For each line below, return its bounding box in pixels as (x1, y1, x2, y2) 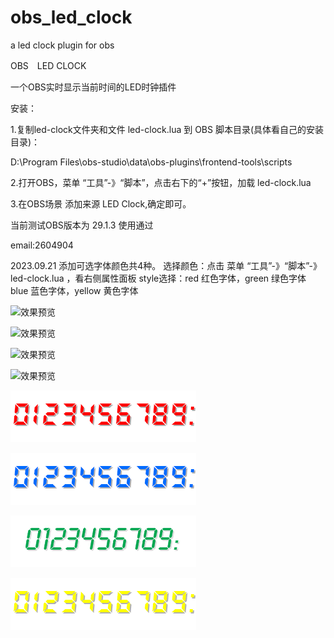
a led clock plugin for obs (10, 39, 115, 51)
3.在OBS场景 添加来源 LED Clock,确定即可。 (10, 197, 192, 210)
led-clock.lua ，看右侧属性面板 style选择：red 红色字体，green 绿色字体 (10, 272, 307, 284)
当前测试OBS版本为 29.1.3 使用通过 (10, 219, 154, 231)
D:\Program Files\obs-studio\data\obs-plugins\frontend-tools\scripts (10, 156, 293, 168)
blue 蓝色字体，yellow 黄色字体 (10, 284, 139, 296)
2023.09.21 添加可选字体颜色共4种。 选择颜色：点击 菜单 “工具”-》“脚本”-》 (10, 259, 322, 271)
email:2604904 (10, 239, 74, 251)
